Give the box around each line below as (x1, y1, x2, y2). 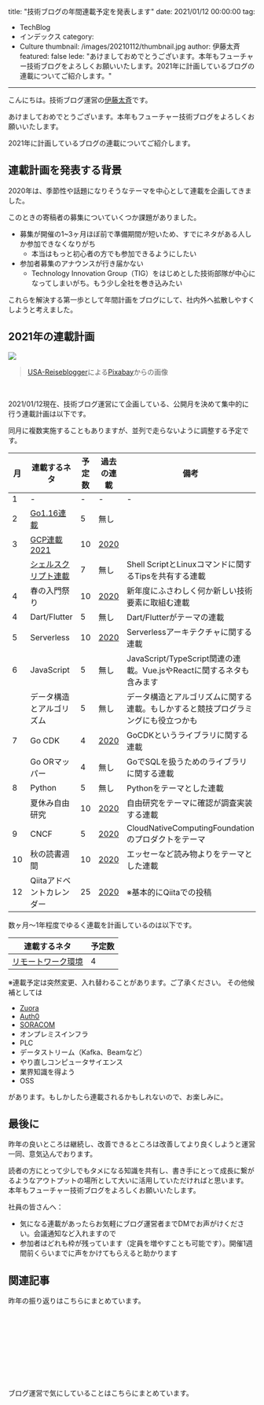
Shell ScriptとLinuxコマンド (126, 559, 229, 570)
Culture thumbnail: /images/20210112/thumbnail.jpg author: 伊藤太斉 (19, 42, 240, 51)
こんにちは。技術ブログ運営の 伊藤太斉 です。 (8, 95, 152, 105)
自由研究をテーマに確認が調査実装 (126, 797, 253, 808)
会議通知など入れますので (33, 1229, 116, 1238)
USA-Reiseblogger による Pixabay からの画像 (27, 367, 169, 376)
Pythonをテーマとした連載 (126, 783, 224, 794)
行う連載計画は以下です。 (8, 409, 90, 418)
